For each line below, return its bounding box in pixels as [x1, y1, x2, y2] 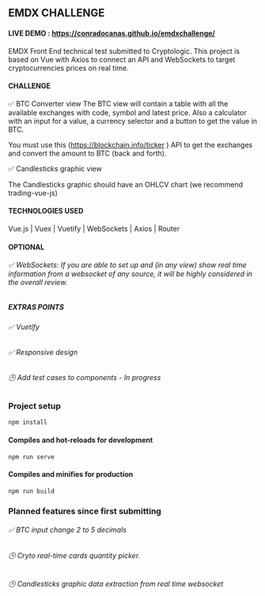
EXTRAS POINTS [8, 302, 65, 312]
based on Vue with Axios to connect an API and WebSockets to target [8, 55, 236, 64]
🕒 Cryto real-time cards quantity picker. [8, 551, 141, 560]
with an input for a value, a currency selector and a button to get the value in [8, 116, 258, 125]
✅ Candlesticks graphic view [8, 163, 103, 173]
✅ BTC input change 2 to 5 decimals [8, 525, 127, 535]
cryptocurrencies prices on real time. [8, 63, 129, 72]
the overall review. [8, 278, 68, 287]
